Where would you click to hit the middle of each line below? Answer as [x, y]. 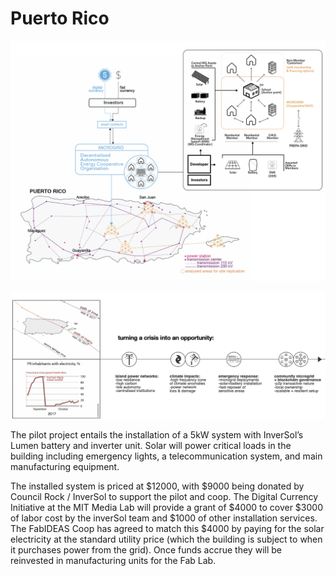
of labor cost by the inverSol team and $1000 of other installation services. [164, 518]
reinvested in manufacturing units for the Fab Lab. [113, 561]
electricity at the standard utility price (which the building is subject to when [166, 539]
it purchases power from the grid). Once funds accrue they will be [146, 550]
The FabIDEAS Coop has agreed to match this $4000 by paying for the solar [167, 529]
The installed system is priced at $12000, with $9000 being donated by [157, 486]
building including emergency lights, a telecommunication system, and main [166, 456]
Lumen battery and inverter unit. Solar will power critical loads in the [151, 446]
